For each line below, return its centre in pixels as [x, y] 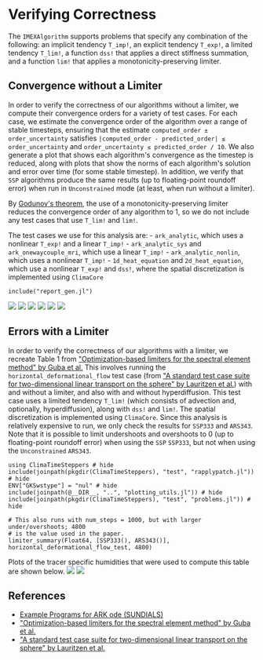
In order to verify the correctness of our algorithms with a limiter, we [119, 350]
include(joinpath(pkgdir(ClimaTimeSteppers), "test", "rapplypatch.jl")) [131, 472]
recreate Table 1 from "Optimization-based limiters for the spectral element [130, 359]
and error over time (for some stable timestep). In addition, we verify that [126, 171]
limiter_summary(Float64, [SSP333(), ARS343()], [89, 540]
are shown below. [37, 571]
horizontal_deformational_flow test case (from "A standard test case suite [129, 375]
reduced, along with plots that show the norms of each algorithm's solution [130, 163]
